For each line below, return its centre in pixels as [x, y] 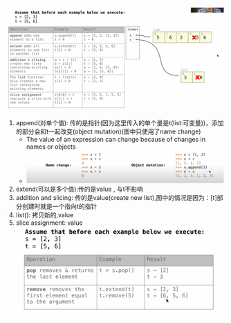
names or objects [51, 147]
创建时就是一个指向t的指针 [59, 206]
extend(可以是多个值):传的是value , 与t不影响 [80, 189]
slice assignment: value [49, 223]
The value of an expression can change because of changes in [116, 140]
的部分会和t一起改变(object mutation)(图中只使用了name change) [108, 131]
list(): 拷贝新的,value [45, 214]
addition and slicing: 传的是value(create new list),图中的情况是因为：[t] [117, 197]
